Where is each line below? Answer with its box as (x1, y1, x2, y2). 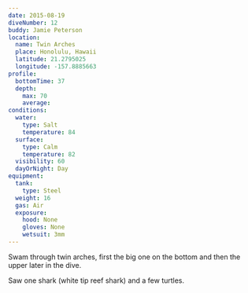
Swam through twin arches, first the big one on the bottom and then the (8, 252, 241, 262)
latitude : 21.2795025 (15, 56, 87, 64)
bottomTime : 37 (15, 77, 65, 85)
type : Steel (22, 186, 61, 195)
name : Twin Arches (15, 41, 76, 49)
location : (8, 33, 41, 42)
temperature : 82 (22, 150, 76, 158)
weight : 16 (15, 194, 51, 202)
